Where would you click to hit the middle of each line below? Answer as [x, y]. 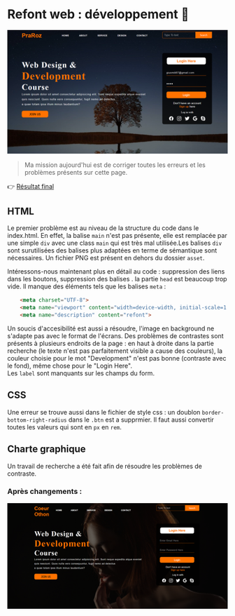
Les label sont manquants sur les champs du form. [81, 373]
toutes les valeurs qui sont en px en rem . [65, 427]
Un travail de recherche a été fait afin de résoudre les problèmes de [105, 466]
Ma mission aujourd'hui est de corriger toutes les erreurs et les [115, 165]
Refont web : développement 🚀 [98, 14]
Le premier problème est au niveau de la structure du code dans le [103, 228]
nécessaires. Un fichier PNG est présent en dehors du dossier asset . [106, 258]
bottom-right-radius [37, 420]
